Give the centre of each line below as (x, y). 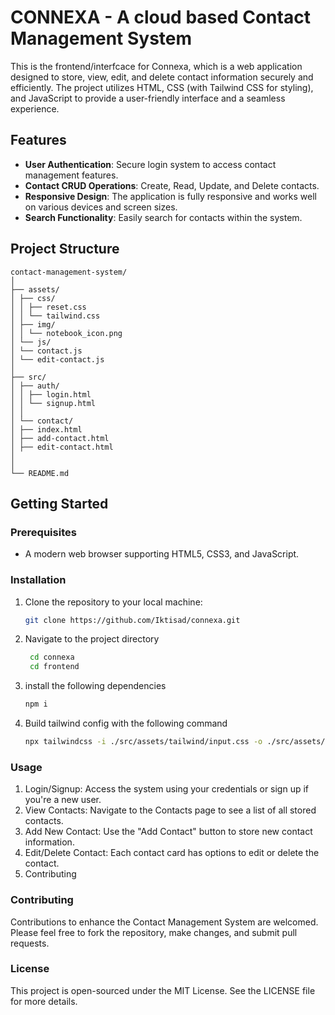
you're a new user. (63, 800)
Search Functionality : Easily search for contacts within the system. (163, 217)
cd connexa (52, 657)
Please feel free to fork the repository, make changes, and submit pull (154, 932)
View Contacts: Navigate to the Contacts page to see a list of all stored (170, 810)
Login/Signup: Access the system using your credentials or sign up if (167, 789)
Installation (38, 580)
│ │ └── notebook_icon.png (66, 333)
